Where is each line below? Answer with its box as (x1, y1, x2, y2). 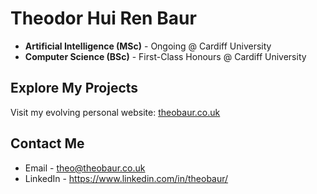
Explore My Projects (10, 80, 139, 97)
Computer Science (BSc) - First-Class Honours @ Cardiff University (24, 50, 307, 62)
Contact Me (10, 135, 85, 152)
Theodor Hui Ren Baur (10, 7, 197, 30)
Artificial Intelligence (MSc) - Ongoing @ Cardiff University (24, 40, 272, 52)
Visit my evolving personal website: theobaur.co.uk (10, 106, 221, 118)
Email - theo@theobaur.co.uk (24, 162, 146, 174)
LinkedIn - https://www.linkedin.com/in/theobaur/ (24, 172, 229, 184)
